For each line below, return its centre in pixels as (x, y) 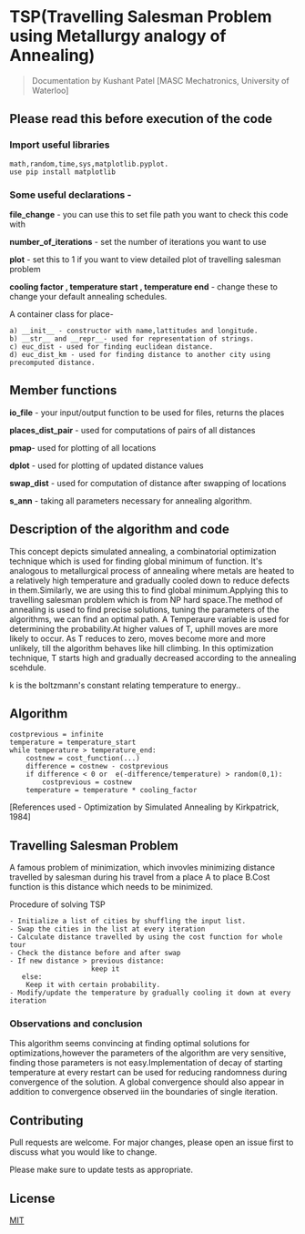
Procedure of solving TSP (58, 904)
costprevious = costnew (87, 782)
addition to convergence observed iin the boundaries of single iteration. (144, 1092)
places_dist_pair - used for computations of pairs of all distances (132, 430)
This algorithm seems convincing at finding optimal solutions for (130, 1044)
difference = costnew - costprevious (97, 767)
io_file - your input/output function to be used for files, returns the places (147, 413)
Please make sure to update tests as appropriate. (102, 1170)
